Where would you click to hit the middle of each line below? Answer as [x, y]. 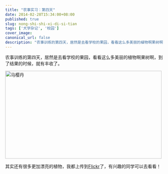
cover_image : [19, 33]
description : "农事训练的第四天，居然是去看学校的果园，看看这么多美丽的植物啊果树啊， [86, 42]
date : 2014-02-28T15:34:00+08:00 [40, 14]
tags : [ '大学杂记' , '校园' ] [32, 28]
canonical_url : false [28, 38]
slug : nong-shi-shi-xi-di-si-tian [41, 24]
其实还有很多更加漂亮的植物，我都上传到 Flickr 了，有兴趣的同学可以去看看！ [83, 166]
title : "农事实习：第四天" [30, 10]
